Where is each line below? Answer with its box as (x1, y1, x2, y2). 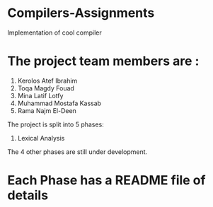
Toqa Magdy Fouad (17, 83, 74, 93)
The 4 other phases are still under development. (7, 147, 148, 156)
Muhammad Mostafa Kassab (17, 99, 101, 107)
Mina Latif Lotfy (17, 91, 64, 100)
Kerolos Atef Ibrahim (17, 76, 78, 85)
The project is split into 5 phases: (7, 120, 104, 129)
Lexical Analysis (17, 134, 65, 142)
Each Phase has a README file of (7, 172, 206, 189)
